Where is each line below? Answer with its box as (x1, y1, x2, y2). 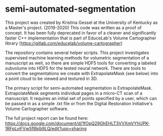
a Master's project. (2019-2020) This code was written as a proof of (5, 24, 142, 30)
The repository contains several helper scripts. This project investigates (5, 50, 149, 56)
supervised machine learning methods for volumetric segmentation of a (5, 55, 149, 60)
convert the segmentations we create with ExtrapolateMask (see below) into (5, 70, 159, 76)
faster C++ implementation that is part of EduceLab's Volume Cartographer (5, 35, 157, 41)
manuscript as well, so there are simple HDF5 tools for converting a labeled (5, 60, 156, 66)
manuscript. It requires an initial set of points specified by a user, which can (5, 95, 157, 101)
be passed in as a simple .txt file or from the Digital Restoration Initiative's (5, 100, 153, 106)
